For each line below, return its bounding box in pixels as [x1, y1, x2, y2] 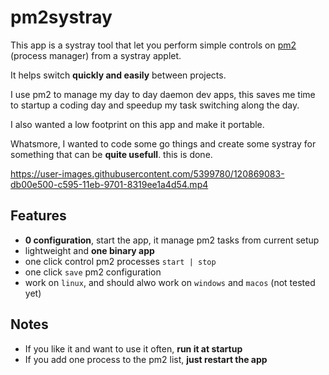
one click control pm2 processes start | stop [24, 255, 217, 267]
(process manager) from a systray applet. [10, 49, 182, 61]
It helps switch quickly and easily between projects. [10, 69, 227, 81]
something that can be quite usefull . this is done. [10, 148, 213, 160]
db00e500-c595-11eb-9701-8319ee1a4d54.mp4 [10, 178, 209, 190]
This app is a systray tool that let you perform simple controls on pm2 [10, 39, 297, 51]
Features [10, 207, 67, 225]
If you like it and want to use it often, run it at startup [24, 342, 243, 355]
